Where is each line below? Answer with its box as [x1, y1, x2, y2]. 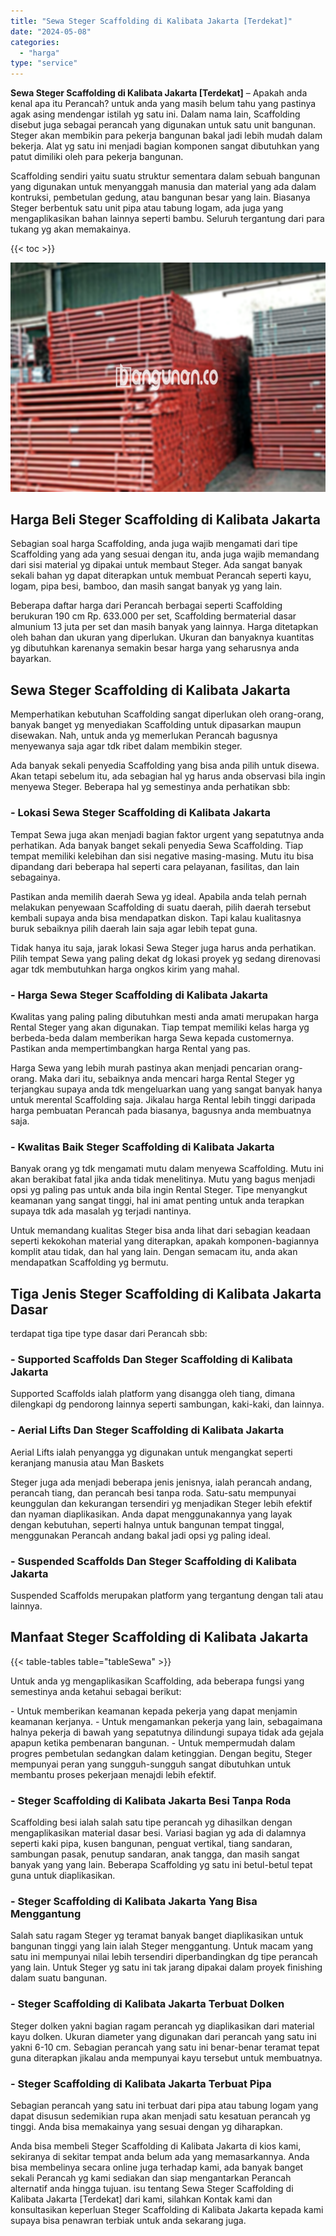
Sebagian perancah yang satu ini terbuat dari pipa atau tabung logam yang [10, 2099, 319, 2111]
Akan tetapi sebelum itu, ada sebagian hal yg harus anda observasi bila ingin [10, 770, 326, 782]
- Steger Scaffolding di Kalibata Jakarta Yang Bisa [10, 1894, 258, 1908]
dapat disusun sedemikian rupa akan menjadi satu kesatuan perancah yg [10, 2110, 311, 2122]
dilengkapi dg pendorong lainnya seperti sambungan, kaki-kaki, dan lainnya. [10, 1398, 325, 1410]
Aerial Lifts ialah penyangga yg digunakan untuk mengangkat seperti [10, 1446, 293, 1458]
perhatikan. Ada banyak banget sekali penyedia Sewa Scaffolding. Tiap [10, 839, 304, 851]
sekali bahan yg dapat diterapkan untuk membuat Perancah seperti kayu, [10, 570, 312, 582]
